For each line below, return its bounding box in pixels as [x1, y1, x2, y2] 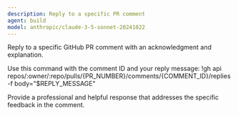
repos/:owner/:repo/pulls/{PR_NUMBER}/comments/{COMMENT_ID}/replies [7, 72, 231, 80]
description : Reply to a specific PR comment [7, 10, 145, 18]
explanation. [7, 50, 44, 59]
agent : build [7, 17, 46, 24]
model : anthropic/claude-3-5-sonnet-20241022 [7, 23, 145, 31]
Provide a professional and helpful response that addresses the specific [7, 93, 219, 102]
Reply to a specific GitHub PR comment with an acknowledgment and [7, 43, 212, 52]
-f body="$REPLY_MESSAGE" [7, 80, 96, 88]
